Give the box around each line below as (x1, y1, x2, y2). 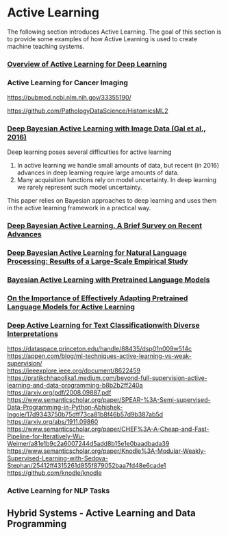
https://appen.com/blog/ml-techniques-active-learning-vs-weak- (7, 352, 192, 360)
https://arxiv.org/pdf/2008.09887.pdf (7, 388, 112, 397)
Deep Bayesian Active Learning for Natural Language (7, 248, 187, 258)
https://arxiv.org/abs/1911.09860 (7, 418, 99, 426)
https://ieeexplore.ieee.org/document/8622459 (7, 366, 141, 375)
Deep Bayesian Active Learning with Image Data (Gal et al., (7, 124, 207, 133)
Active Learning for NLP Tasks (7, 486, 110, 495)
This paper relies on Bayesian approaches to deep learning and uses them (7, 197, 217, 205)
